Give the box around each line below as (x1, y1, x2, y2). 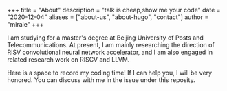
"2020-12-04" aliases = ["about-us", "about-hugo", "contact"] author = (7, 13, 209, 21)
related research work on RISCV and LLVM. (7, 55, 130, 64)
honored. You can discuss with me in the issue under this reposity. (7, 76, 195, 84)
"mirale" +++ (7, 21, 44, 28)
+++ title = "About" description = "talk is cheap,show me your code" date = (7, 6, 221, 14)
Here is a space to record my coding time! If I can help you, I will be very (7, 68, 212, 77)
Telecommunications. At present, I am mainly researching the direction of (7, 41, 215, 49)
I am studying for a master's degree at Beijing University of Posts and (7, 34, 204, 42)
